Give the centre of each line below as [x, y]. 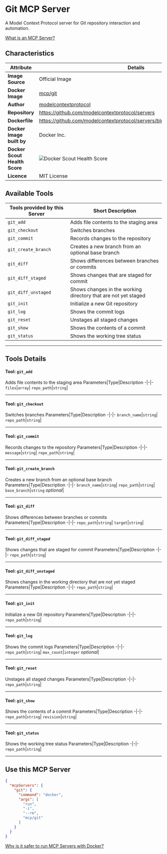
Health [16, 162]
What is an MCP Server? [30, 38]
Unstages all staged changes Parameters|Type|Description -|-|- [71, 679]
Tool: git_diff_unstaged [30, 571]
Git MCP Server [38, 9]
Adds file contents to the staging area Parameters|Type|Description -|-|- [79, 383]
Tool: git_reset [21, 668]
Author [16, 104]
